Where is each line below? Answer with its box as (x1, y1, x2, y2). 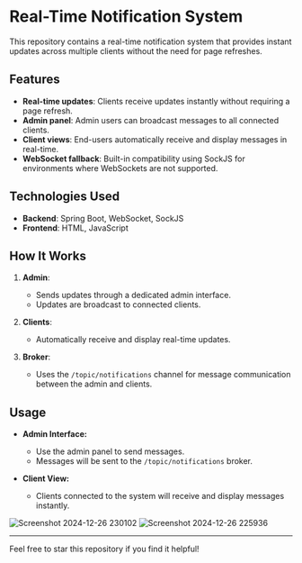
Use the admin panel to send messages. (35, 446, 185, 457)
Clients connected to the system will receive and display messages (35, 491, 285, 502)
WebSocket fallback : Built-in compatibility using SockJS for (22, 153, 245, 164)
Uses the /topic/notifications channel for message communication (35, 369, 291, 380)
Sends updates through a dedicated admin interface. (35, 290, 232, 301)
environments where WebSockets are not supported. (22, 162, 218, 173)
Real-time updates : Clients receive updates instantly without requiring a (22, 95, 290, 106)
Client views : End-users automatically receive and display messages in (22, 133, 288, 145)
